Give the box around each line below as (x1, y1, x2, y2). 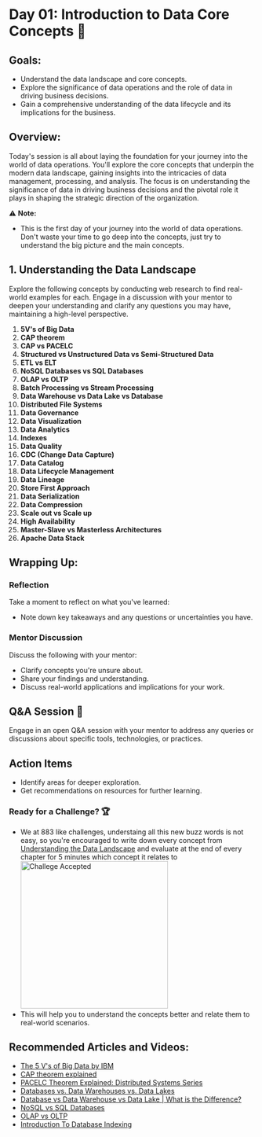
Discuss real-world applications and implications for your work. (20, 682, 225, 691)
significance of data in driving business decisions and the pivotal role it (9, 185, 238, 194)
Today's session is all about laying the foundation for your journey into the (9, 151, 248, 160)
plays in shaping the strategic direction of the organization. (9, 193, 199, 202)
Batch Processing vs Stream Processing (20, 383, 154, 392)
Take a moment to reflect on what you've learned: (9, 598, 170, 607)
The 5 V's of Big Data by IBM (20, 1062, 115, 1071)
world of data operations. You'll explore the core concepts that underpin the (9, 160, 254, 169)
